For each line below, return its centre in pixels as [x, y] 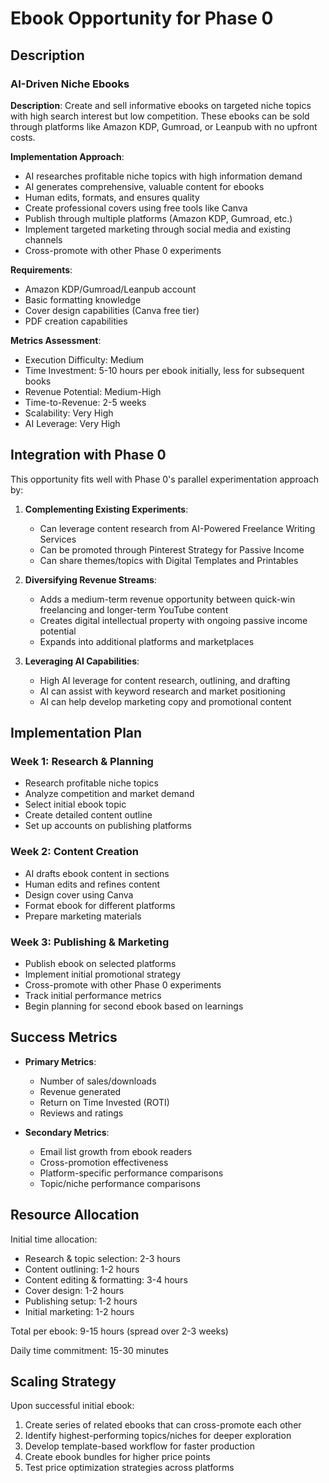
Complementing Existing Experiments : [106, 509]
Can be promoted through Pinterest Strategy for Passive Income [172, 549]
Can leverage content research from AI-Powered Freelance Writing [177, 528]
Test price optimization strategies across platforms [129, 1468]
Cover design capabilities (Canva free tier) [112, 310]
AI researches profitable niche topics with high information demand [163, 176]
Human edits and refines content [92, 884]
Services [58, 539]
